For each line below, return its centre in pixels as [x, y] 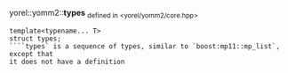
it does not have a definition [67, 62]
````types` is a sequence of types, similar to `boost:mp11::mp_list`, [144, 46]
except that [31, 54]
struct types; [36, 39]
